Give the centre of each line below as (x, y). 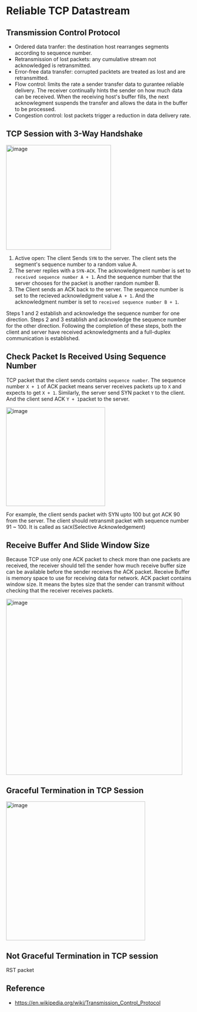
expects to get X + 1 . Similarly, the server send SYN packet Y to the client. (96, 392)
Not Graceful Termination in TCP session (82, 956)
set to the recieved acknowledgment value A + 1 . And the (84, 295)
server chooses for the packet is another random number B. (87, 283)
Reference (26, 989)
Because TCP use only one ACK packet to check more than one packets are (98, 560)
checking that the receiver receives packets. (60, 591)
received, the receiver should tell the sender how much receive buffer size (96, 565)
